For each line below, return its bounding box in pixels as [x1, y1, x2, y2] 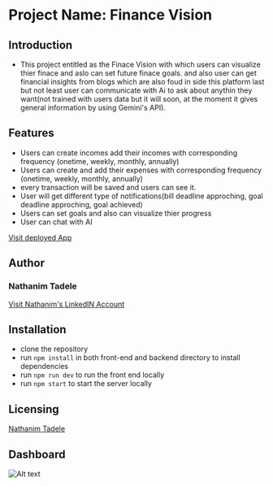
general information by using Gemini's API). [19, 103, 167, 112]
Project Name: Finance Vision [8, 6, 213, 24]
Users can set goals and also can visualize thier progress [19, 208, 212, 218]
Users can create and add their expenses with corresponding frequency [19, 165, 262, 175]
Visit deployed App [8, 232, 72, 242]
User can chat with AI [19, 217, 93, 227]
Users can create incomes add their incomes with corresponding [19, 148, 238, 158]
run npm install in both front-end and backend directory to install [19, 353, 241, 362]
